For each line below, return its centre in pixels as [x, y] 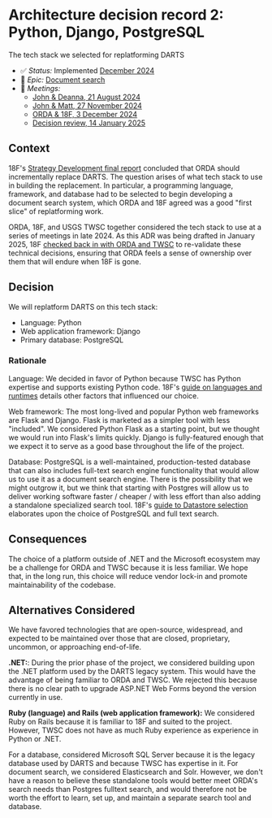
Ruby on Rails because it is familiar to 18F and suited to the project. [121, 722]
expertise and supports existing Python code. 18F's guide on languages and [135, 387]
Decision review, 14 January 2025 [89, 123]
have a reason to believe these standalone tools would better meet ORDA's [133, 781]
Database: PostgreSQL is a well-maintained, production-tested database [130, 462]
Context [29, 148]
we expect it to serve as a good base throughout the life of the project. [127, 446]
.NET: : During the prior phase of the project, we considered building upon [132, 663]
